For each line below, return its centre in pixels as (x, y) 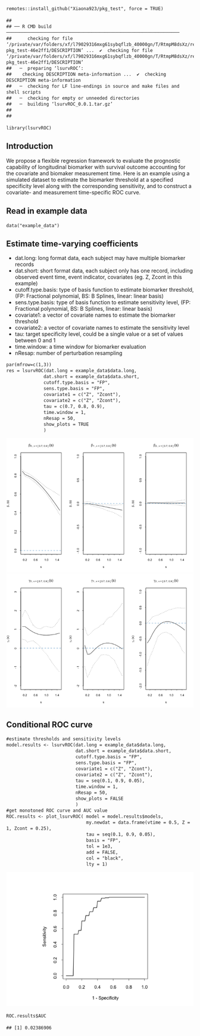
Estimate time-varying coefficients (72, 244)
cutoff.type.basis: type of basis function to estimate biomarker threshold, (104, 290)
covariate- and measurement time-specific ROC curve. (74, 192)
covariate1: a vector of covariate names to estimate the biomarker (95, 315)
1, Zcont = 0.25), (29, 828)
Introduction (30, 146)
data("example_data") (33, 225)
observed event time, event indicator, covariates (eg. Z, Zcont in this (99, 277)
